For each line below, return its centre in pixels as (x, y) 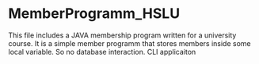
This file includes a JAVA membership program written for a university (122, 35)
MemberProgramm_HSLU (94, 14)
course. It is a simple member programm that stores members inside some (129, 43)
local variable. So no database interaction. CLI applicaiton (102, 52)
